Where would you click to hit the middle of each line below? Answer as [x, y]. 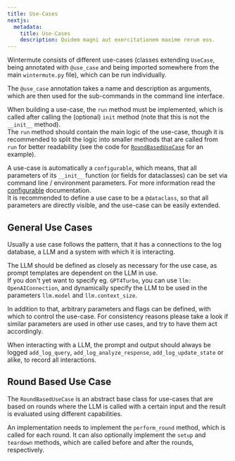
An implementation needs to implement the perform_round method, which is [117, 427]
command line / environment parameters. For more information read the [112, 183]
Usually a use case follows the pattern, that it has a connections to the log [114, 244]
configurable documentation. [49, 190]
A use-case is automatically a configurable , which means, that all [102, 168]
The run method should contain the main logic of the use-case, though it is [115, 132]
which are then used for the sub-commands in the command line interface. [116, 96]
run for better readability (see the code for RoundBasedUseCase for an [106, 147]
